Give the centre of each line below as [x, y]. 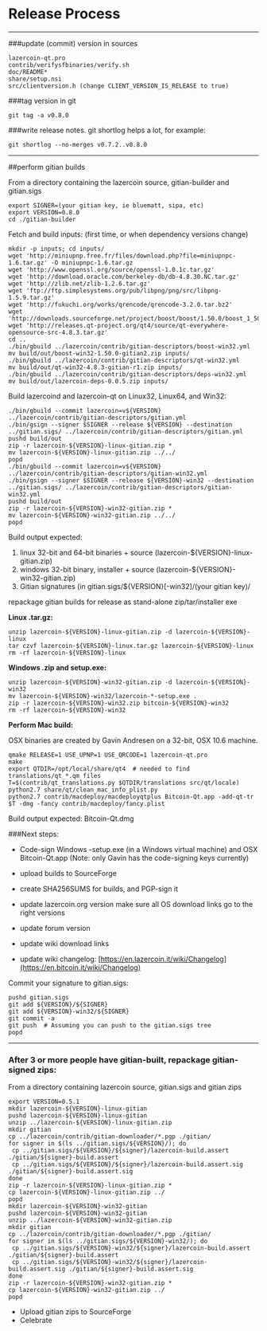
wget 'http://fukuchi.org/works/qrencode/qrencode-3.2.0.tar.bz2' [120, 304]
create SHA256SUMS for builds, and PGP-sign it [99, 889]
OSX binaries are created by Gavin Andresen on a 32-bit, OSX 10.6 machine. [133, 740]
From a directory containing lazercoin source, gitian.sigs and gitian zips [125, 1087]
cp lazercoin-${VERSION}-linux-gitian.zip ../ [87, 1192]
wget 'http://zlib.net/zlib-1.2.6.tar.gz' [79, 284]
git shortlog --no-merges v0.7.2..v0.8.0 [78, 144]
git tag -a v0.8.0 [39, 115]
